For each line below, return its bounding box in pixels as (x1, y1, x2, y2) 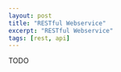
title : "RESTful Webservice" (8, 19, 106, 27)
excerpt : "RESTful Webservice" (8, 26, 114, 34)
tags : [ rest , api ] (8, 34, 70, 42)
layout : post (8, 11, 52, 20)
